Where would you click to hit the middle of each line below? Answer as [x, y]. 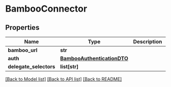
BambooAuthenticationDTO [94, 58]
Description [148, 42]
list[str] [69, 67]
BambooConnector [46, 9]
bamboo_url [23, 50]
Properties [22, 28]
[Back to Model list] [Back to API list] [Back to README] [64, 79]
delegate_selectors [32, 67]
